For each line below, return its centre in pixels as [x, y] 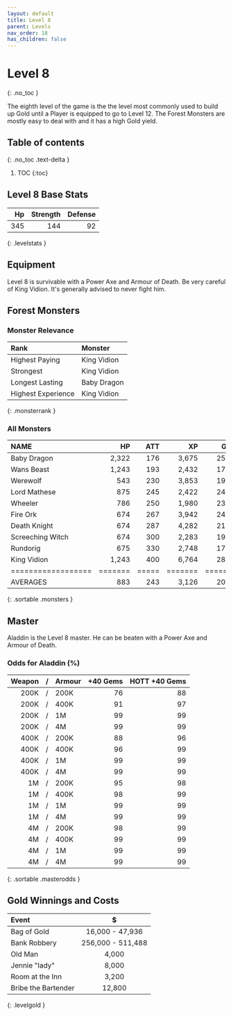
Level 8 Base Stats [48, 195]
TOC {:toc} [33, 173]
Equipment [31, 265]
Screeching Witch [40, 537]
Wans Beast [30, 470]
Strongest [27, 371]
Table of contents [46, 143]
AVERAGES [29, 582]
